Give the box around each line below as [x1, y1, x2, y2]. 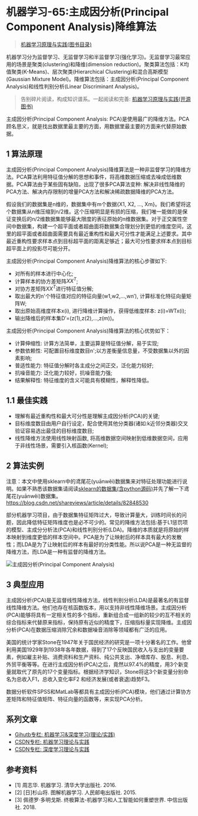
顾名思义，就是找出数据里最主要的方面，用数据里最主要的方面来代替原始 [6, 122, 181, 130]
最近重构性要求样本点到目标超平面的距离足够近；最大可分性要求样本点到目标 [6, 237, 192, 244]
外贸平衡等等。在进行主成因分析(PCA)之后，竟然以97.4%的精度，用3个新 [6, 661, 184, 668]
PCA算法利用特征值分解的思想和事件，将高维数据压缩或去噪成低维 [16, 173, 177, 180]
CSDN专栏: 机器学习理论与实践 [14, 739, 90, 746]
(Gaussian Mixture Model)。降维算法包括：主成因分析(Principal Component [6, 75, 189, 83]
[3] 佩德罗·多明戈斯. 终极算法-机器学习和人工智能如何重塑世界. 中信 [14, 797, 178, 804]
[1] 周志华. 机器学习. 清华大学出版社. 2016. [14, 782, 117, 789]
